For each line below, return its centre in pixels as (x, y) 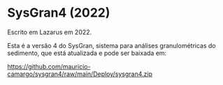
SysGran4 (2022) (59, 13)
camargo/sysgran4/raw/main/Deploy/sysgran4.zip (80, 74)
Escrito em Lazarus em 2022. (50, 32)
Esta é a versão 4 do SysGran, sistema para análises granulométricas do (111, 45)
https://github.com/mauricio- (49, 66)
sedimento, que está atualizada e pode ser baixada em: (87, 53)
